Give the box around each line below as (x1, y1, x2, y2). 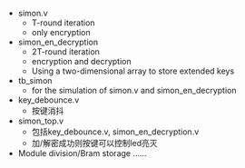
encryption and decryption (31, 56, 132, 66)
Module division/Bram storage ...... (17, 148, 147, 158)
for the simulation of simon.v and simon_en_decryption (31, 85, 237, 95)
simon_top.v (17, 115, 64, 126)
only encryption (31, 27, 91, 37)
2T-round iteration (31, 46, 100, 57)
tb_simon (17, 75, 53, 85)
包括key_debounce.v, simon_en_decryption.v (31, 126, 200, 137)
